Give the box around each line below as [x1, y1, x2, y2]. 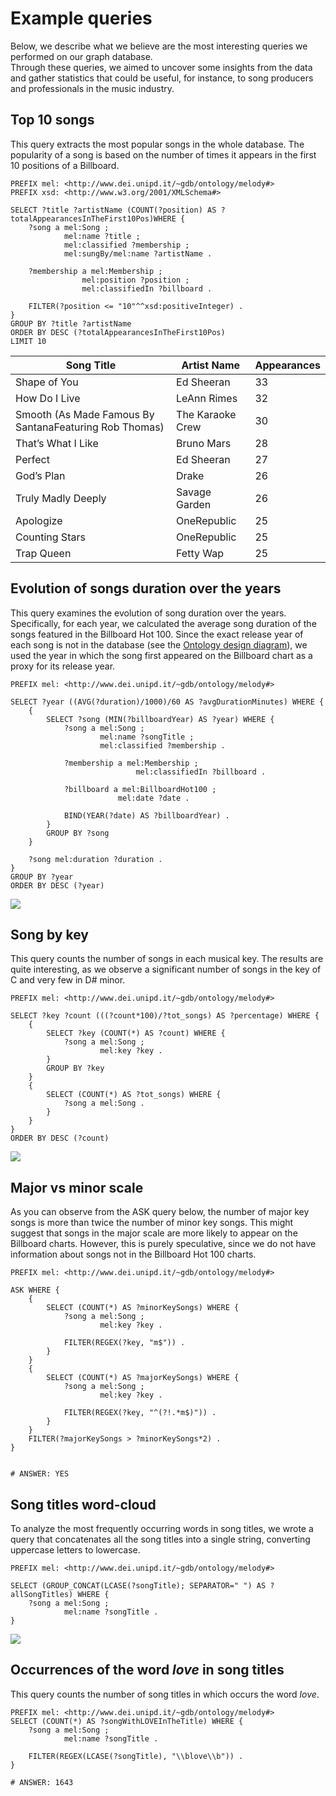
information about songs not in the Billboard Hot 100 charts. [10, 1248, 257, 1261]
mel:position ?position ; [81, 275, 190, 285]
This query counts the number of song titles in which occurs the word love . [10, 1688, 320, 1700]
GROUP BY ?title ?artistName [10, 318, 132, 329]
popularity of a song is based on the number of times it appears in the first [10, 148, 317, 161]
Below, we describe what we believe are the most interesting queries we [10, 40, 308, 52]
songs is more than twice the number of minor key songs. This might [10, 1217, 294, 1229]
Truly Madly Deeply [15, 491, 107, 505]
